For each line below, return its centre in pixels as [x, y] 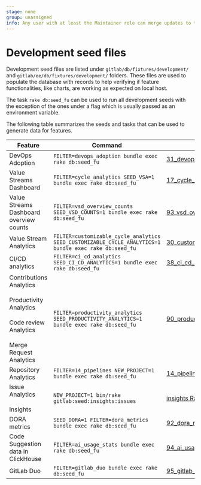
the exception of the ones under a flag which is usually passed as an [91, 106]
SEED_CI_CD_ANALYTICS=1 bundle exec [105, 263]
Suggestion [25, 444]
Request [21, 353]
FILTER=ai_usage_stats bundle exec [103, 445]
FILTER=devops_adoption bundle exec [105, 156]
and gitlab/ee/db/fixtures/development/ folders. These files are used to [96, 76]
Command [107, 146]
